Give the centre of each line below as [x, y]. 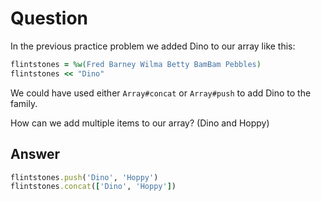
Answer [35, 154]
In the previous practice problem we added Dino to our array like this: [153, 46]
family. [24, 103]
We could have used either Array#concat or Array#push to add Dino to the [161, 93]
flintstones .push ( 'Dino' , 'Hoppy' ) [84, 177]
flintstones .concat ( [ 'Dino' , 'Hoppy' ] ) [93, 187]
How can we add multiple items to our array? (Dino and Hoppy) [140, 123]
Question [49, 18]
